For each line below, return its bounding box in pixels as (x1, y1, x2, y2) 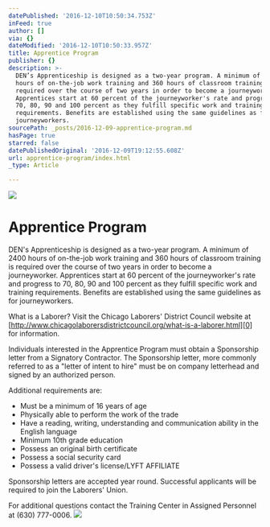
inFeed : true (8, 19, 52, 27)
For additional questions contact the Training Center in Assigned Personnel (8, 500, 257, 511)
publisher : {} (8, 57, 56, 65)
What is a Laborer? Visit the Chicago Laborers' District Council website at (8, 311, 252, 322)
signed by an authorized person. (8, 370, 116, 380)
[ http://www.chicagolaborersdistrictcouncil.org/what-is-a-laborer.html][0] (8, 320, 253, 330)
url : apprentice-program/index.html (8, 154, 131, 162)
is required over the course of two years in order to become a (8, 262, 212, 272)
